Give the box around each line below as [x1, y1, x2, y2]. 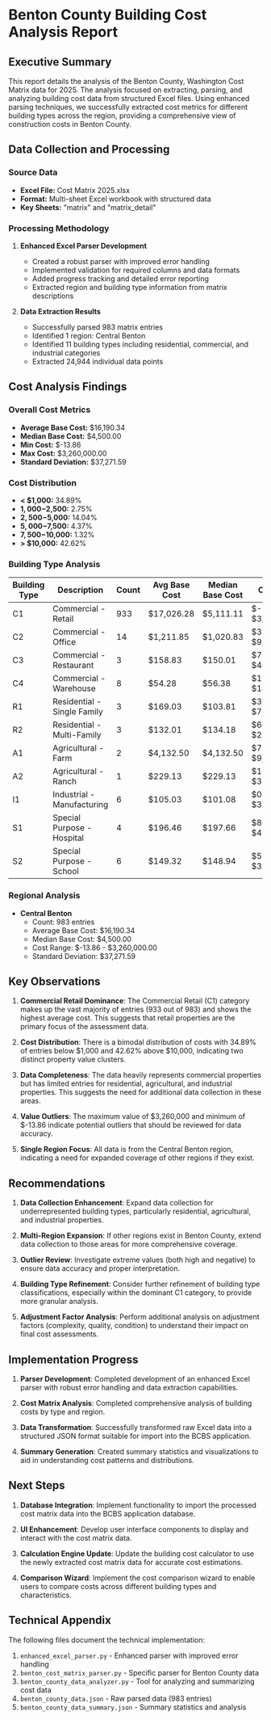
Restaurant [52, 660, 94, 671]
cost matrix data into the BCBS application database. [19, 1508, 196, 1518]
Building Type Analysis [8, 558, 101, 570]
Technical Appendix [8, 1613, 111, 1627]
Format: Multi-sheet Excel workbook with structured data [19, 194, 211, 204]
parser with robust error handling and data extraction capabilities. [19, 1383, 239, 1392]
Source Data [8, 167, 58, 179]
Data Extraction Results [19, 306, 101, 316]
